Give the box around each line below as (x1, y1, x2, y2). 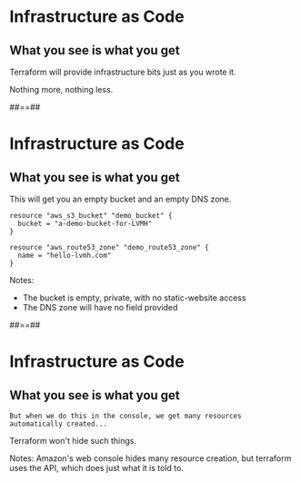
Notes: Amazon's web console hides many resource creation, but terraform (9, 453, 292, 464)
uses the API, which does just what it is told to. (9, 463, 185, 473)
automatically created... (9, 419, 107, 428)
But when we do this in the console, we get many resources (9, 411, 243, 420)
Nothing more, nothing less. (9, 84, 114, 94)
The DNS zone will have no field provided (22, 302, 178, 312)
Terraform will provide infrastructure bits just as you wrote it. (9, 66, 236, 77)
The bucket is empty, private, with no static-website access (22, 292, 247, 303)
